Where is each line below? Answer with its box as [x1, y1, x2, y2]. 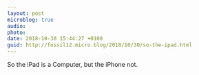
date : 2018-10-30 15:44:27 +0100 [7, 35, 103, 42]
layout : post [7, 10, 45, 17]
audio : [7, 22, 26, 29]
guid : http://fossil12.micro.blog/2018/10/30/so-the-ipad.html [7, 42, 193, 48]
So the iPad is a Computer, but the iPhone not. [7, 61, 138, 68]
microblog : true [7, 16, 54, 23]
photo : [7, 29, 26, 36]
